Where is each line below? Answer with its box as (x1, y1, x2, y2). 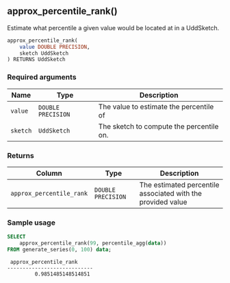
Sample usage (7, 218, 56, 227)
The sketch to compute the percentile (98, 122, 219, 131)
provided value (139, 197, 188, 207)
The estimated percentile (139, 180, 220, 190)
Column (36, 168, 63, 178)
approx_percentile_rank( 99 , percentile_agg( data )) (19, 240, 167, 247)
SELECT (7, 234, 26, 240)
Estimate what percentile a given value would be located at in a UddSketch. (7, 23, 220, 32)
